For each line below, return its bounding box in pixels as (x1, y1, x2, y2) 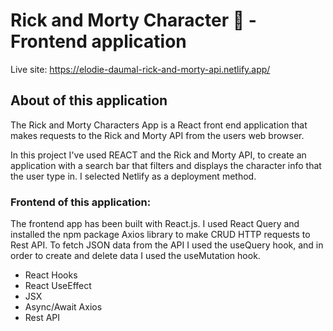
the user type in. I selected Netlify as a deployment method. (10, 170, 257, 182)
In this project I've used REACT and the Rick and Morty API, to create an (10, 149, 307, 161)
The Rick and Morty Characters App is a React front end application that (10, 119, 308, 131)
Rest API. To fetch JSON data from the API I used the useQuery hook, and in (10, 239, 324, 251)
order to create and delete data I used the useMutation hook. (10, 250, 261, 262)
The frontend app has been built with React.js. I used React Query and (10, 218, 300, 230)
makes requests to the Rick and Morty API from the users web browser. (10, 129, 305, 141)
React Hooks (24, 269, 78, 281)
